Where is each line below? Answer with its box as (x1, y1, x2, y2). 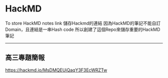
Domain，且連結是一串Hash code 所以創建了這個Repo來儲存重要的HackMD (5, 26, 160, 32)
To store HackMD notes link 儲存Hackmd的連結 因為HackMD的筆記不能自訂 (5, 20, 161, 26)
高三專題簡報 (5, 53, 45, 62)
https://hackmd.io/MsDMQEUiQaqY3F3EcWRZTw (5, 67, 107, 73)
